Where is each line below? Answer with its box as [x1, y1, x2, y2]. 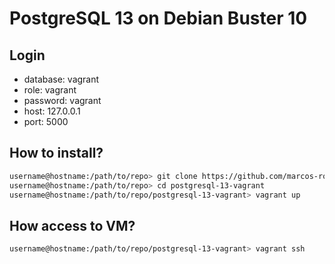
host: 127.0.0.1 [23, 105, 81, 117]
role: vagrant [23, 84, 77, 96]
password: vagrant [23, 95, 102, 106]
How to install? [9, 145, 104, 162]
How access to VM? [9, 217, 136, 234]
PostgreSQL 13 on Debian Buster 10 [9, 7, 308, 30]
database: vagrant [23, 73, 100, 85]
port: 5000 [23, 116, 69, 127]
